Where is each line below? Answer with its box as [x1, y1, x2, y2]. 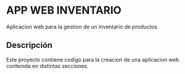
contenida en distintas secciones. [6, 62, 89, 69]
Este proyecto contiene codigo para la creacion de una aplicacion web [6, 56, 180, 63]
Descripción [6, 40, 53, 50]
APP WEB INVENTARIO [6, 4, 122, 17]
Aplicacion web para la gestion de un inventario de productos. [6, 23, 159, 30]
